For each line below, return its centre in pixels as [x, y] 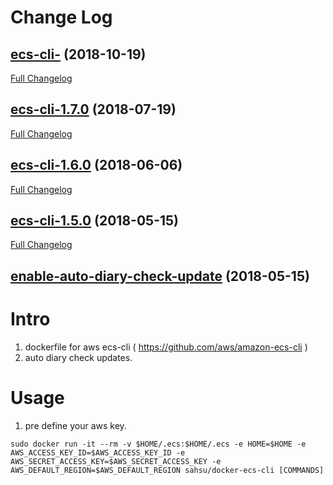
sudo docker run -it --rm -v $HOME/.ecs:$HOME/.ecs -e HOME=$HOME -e [158, 444]
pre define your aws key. [75, 425]
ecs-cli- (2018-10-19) [78, 54]
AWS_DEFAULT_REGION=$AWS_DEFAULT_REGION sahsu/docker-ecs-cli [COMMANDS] [167, 470]
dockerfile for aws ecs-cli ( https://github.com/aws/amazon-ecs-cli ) [166, 347]
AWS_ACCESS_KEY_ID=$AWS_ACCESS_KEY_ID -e [98, 452]
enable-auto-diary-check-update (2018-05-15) [160, 276]
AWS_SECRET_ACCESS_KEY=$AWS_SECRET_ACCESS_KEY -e [116, 461]
